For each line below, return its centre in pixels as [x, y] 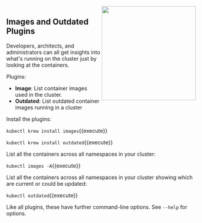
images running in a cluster [48, 107]
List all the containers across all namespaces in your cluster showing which [99, 177]
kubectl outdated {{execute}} [42, 195]
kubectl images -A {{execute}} [44, 165]
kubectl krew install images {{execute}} [57, 130]
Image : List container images [51, 88]
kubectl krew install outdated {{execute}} [60, 142]
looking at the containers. [38, 65]
